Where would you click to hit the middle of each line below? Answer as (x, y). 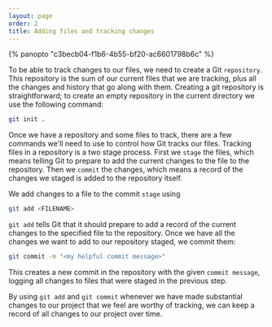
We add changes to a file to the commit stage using (94, 194)
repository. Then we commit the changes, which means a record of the (126, 170)
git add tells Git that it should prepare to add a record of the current (122, 225)
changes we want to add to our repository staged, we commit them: (122, 242)
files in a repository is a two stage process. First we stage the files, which (131, 152)
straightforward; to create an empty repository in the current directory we (132, 96)
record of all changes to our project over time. (86, 314)
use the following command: (56, 105)
